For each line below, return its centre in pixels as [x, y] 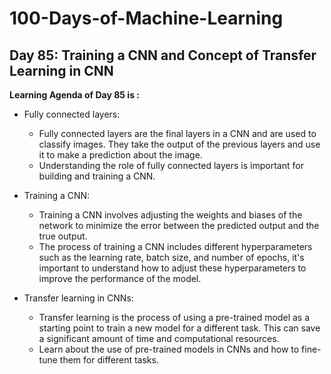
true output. [63, 236]
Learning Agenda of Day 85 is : [74, 95]
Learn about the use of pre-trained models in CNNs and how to [169, 349]
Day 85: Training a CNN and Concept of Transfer [163, 55]
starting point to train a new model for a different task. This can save [179, 328]
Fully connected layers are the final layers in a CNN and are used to [177, 133]
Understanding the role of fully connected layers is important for [171, 165]
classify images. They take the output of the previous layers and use [179, 144]
